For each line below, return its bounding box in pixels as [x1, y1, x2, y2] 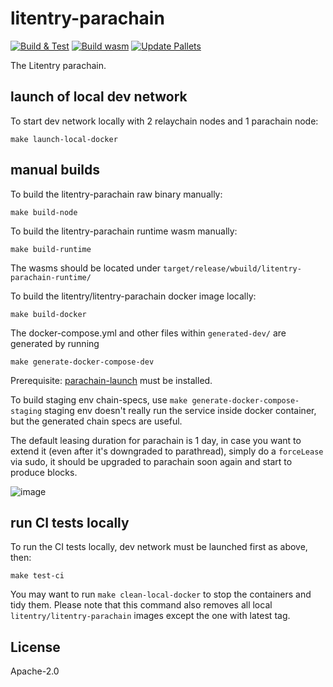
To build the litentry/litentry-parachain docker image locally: [10, 290, 257, 302]
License [10, 638, 61, 656]
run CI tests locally [10, 514, 130, 531]
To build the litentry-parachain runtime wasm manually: [10, 225, 238, 237]
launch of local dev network [10, 88, 188, 106]
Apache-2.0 [10, 665, 60, 677]
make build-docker [10, 309, 87, 319]
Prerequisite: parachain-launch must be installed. [10, 374, 213, 386]
